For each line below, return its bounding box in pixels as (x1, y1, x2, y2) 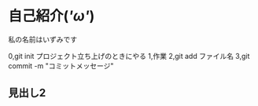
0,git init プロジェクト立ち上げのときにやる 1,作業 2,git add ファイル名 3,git (8, 51, 250, 60)
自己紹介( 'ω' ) (8, 7, 95, 25)
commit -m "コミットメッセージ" (8, 60, 114, 71)
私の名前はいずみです (8, 35, 77, 44)
